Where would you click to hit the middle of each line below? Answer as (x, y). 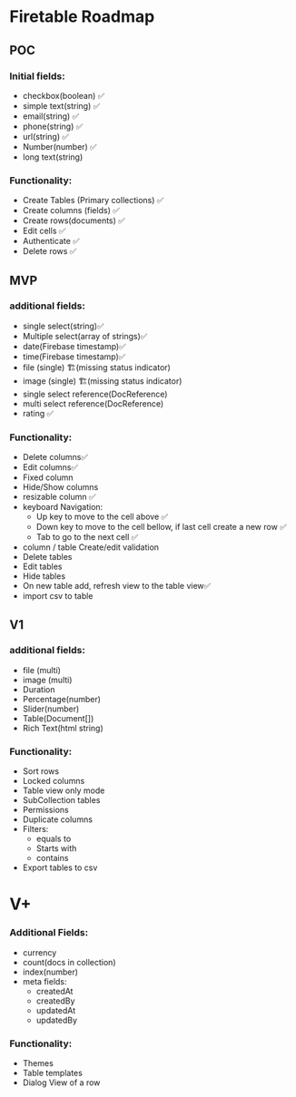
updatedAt (56, 1010)
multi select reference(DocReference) (93, 403)
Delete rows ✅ (49, 251)
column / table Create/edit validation (91, 547)
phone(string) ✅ (53, 126)
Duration (39, 689)
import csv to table (58, 596)
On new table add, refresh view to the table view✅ (117, 586)
